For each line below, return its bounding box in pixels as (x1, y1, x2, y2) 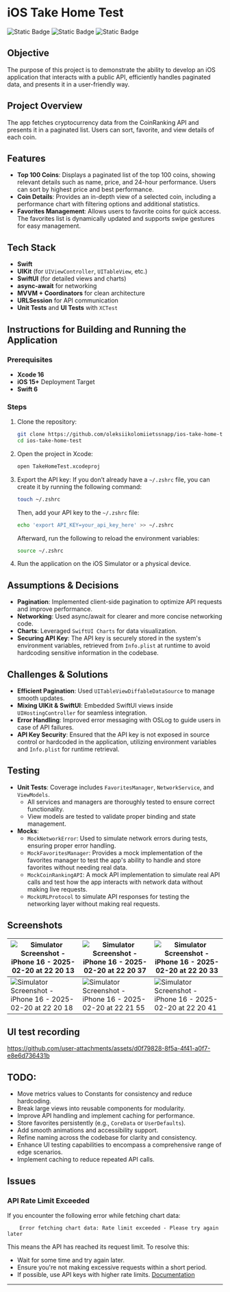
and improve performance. (16, 605, 92, 613)
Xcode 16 (16, 370, 44, 379)
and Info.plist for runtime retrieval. (16, 745, 120, 754)
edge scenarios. (16, 1148, 63, 1156)
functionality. (27, 804, 64, 813)
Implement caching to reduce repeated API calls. (16, 1156, 155, 1164)
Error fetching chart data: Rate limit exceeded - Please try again (19, 1224, 219, 1232)
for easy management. (16, 222, 81, 230)
